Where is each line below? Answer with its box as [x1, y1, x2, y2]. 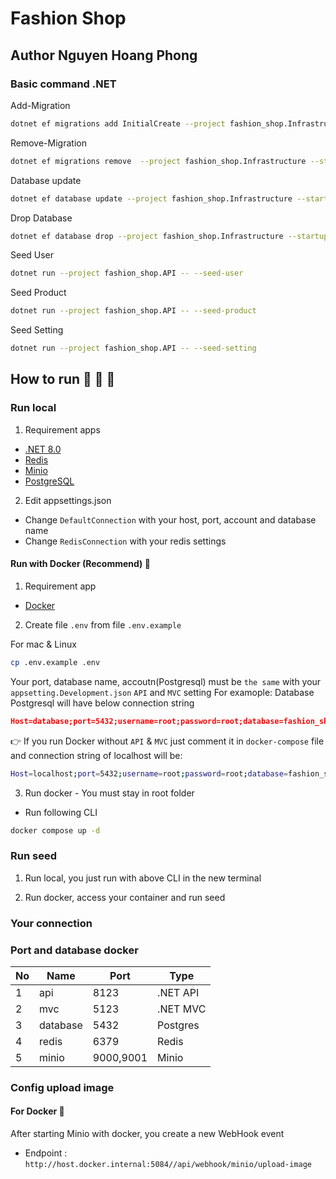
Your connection [10, 916, 93, 930]
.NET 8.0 [24, 443, 62, 455]
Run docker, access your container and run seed [24, 891, 226, 903]
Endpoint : [24, 1147, 68, 1159]
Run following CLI [24, 806, 98, 818]
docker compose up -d [10, 825, 101, 836]
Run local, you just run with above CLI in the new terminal [24, 872, 262, 884]
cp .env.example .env [10, 657, 101, 667]
